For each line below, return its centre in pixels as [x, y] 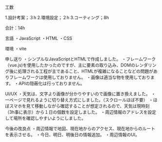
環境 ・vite [16, 49]
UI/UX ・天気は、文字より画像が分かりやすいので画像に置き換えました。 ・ [80, 94]
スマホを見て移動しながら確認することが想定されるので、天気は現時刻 [79, 106]
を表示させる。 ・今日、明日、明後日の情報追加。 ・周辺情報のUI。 [72, 135]
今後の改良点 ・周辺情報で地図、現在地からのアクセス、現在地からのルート [80, 129]
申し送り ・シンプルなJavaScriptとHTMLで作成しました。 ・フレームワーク [81, 59]
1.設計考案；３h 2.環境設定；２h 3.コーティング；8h [57, 18]
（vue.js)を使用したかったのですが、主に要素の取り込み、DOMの [70, 65]
